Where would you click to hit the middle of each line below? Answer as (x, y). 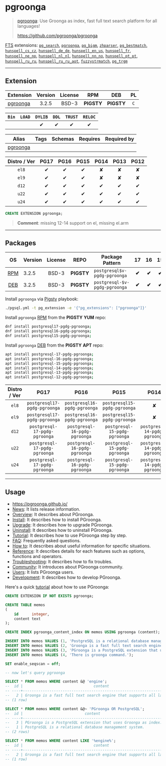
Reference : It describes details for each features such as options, (79, 551)
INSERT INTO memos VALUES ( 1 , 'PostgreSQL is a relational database (77, 641)
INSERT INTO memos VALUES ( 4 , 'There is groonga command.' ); (69, 655)
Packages (21, 243)
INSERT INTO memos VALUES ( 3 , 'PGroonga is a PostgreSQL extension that (82, 650)
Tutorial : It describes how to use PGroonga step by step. (69, 535)
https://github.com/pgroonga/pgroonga (57, 36)
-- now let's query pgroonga (35, 673)
